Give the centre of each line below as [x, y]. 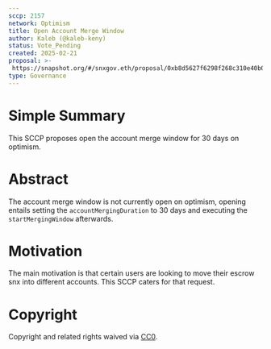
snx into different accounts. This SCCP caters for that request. [112, 282]
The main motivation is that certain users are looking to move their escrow [131, 273]
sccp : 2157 [27, 16]
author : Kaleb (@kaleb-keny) [57, 38]
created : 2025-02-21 [43, 53]
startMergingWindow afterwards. [61, 218]
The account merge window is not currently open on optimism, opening [127, 202]
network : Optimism [39, 23]
